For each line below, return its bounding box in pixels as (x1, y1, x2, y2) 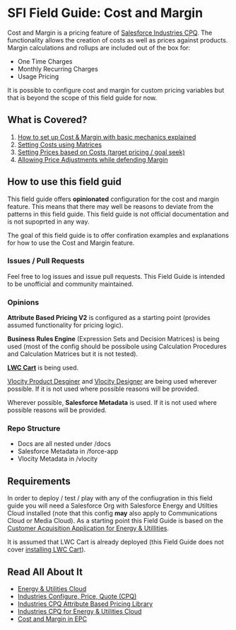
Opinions (7, 297, 40, 307)
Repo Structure (7, 423, 61, 433)
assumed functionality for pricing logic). (7, 321, 124, 330)
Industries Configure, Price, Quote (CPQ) (17, 592, 137, 601)
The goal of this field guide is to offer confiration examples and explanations (7, 231, 230, 239)
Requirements (7, 475, 71, 487)
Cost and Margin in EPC (17, 614, 87, 624)
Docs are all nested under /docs (17, 440, 112, 448)
